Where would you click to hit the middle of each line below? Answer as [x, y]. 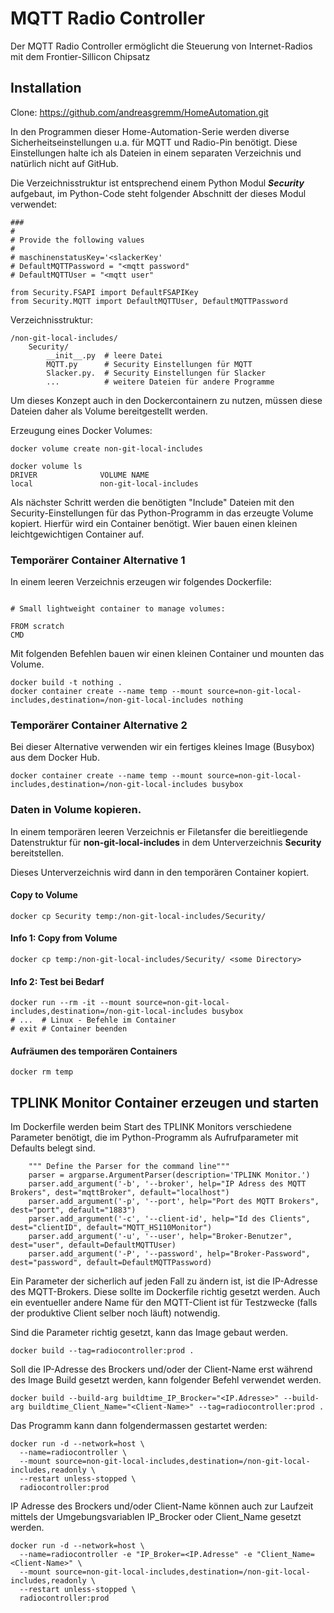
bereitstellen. [37, 853]
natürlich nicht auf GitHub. [64, 163]
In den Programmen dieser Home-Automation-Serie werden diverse [150, 131]
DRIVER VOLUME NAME [80, 475]
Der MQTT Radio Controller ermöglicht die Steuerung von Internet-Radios [161, 46]
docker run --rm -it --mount [71, 1003]
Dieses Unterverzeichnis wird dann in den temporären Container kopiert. [160, 872]
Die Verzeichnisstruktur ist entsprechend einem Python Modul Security [157, 183]
